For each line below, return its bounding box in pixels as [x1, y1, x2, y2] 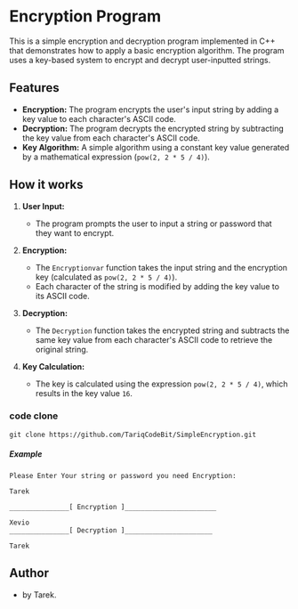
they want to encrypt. [35, 227, 115, 238]
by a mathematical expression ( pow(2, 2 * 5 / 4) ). [21, 151, 211, 162]
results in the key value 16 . [35, 387, 133, 398]
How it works [9, 177, 84, 192]
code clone [9, 410, 59, 422]
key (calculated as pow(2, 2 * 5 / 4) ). [35, 272, 178, 282]
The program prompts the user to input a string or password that [35, 218, 273, 229]
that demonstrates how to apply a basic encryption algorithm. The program [9, 45, 285, 55]
